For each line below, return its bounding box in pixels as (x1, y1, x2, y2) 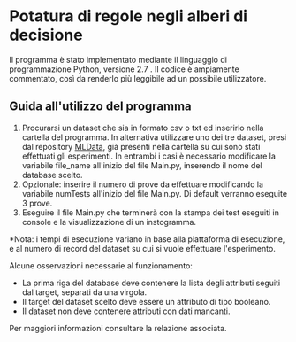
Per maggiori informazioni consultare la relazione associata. (9, 323, 227, 333)
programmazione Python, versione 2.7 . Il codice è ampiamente (9, 64, 240, 74)
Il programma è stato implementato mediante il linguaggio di (9, 54, 228, 65)
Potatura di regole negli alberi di (9, 6, 248, 27)
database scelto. (21, 169, 83, 180)
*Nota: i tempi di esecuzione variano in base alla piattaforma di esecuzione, (9, 233, 285, 245)
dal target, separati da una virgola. (21, 286, 148, 298)
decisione (9, 25, 83, 45)
